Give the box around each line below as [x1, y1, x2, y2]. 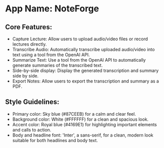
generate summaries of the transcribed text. [12, 63, 103, 68]
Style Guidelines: [5, 98, 60, 106]
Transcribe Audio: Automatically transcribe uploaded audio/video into [12, 47, 155, 52]
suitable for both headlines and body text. [12, 137, 98, 143]
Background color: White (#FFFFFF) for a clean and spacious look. [12, 116, 149, 122]
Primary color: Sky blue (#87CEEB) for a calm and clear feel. [12, 111, 136, 117]
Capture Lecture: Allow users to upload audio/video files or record [12, 36, 148, 42]
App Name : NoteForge [5, 3, 99, 14]
